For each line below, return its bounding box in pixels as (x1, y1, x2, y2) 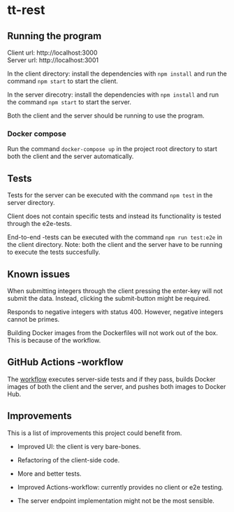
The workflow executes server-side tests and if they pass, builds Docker (7, 375, 216, 383)
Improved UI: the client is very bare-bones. (17, 442, 141, 450)
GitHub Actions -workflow (7, 356, 124, 369)
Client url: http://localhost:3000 (7, 48, 98, 57)
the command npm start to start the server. (7, 98, 131, 106)
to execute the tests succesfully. (7, 248, 101, 257)
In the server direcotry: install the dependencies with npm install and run (7, 90, 219, 99)
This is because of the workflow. (7, 336, 101, 344)
